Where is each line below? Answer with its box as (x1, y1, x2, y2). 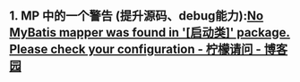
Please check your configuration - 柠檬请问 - (9, 42, 261, 57)
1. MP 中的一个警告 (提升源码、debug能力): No (9, 8, 264, 24)
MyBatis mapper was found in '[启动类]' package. (9, 25, 291, 40)
